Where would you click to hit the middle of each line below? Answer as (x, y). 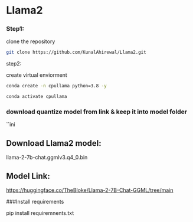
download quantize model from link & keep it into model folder (97, 112)
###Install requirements (35, 202)
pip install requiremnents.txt (40, 213)
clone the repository (31, 41)
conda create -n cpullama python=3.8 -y (57, 86)
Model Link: (28, 176)
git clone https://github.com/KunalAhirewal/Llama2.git (76, 53)
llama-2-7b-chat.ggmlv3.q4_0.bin (47, 158)
